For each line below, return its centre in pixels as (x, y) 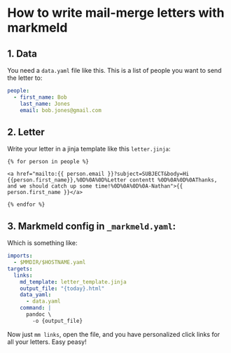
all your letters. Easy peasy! (47, 342)
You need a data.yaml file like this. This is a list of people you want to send (114, 70)
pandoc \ (38, 314)
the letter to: (25, 78)
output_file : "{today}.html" (62, 289)
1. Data (22, 54)
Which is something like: (42, 243)
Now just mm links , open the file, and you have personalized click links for (114, 334)
